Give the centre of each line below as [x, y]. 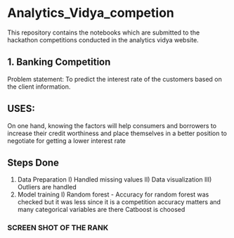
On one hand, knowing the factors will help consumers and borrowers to [112, 125]
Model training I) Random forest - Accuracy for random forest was [113, 194]
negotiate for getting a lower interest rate [67, 140]
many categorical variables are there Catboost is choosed [101, 210]
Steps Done [33, 162]
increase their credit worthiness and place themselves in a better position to [117, 133]
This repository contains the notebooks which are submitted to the [104, 32]
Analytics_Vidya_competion [91, 13]
